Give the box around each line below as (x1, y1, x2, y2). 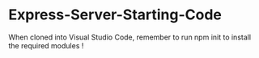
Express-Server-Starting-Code (8, 6, 223, 24)
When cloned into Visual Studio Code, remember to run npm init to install (8, 32, 252, 42)
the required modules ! (8, 40, 84, 50)
